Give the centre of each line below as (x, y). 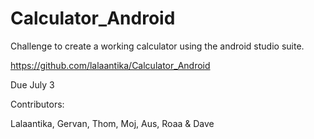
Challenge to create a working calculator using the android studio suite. (157, 46)
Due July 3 (32, 84)
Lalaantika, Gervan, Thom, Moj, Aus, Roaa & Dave (112, 123)
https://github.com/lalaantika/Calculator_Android (110, 65)
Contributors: (37, 104)
